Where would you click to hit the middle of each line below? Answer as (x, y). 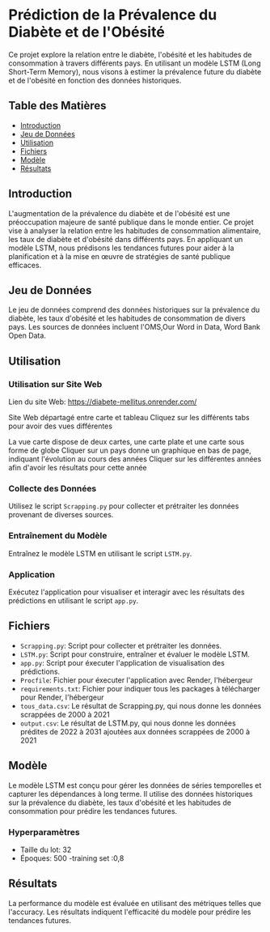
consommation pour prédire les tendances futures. (93, 811)
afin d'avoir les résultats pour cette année (78, 468)
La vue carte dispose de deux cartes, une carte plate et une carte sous (127, 442)
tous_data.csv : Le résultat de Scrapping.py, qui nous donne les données (141, 705)
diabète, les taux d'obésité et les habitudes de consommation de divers (127, 318)
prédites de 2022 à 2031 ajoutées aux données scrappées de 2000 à (135, 731)
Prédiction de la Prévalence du (113, 15)
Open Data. (27, 336)
